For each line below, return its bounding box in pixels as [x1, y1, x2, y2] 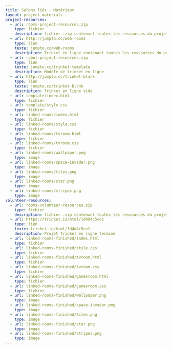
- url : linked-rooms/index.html [10, 112, 79, 118]
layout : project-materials [5, 12, 63, 17]
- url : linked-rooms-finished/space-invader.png [10, 302, 116, 308]
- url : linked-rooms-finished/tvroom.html [10, 255, 102, 260]
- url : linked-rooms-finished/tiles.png [10, 312, 97, 317]
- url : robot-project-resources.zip [10, 55, 88, 60]
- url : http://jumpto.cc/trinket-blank [10, 74, 95, 79]
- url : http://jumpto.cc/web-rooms [10, 36, 86, 41]
